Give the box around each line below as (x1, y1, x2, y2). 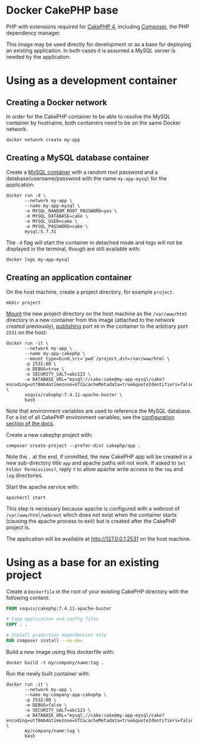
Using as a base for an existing (6, 555, 159, 569)
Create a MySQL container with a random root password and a (6, 169, 158, 176)
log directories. (6, 472, 43, 479)
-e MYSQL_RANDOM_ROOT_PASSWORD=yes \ (24, 208, 117, 214)
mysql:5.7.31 (24, 228, 57, 235)
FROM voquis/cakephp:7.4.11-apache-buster (6, 605, 112, 611)
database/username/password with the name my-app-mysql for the (6, 175, 167, 182)
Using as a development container (6, 74, 177, 87)
